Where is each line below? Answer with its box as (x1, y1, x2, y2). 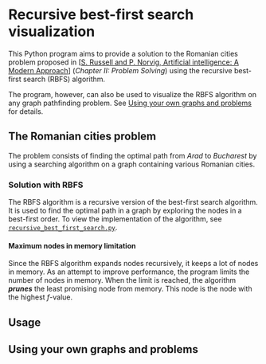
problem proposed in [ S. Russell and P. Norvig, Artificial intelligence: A (8, 57, 239, 67)
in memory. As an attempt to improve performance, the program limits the (8, 267, 250, 276)
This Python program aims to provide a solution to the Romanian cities (8, 49, 239, 58)
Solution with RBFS (8, 179, 84, 190)
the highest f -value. (8, 292, 73, 302)
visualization (8, 22, 96, 41)
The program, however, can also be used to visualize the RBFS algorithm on (8, 89, 257, 99)
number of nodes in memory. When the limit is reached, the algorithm (8, 276, 237, 285)
